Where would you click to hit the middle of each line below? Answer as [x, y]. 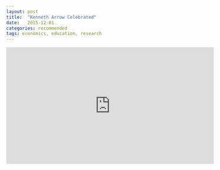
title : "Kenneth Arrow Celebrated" [51, 17]
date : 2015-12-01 [30, 23]
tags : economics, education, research [54, 34]
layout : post [22, 12]
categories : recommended [37, 28]
